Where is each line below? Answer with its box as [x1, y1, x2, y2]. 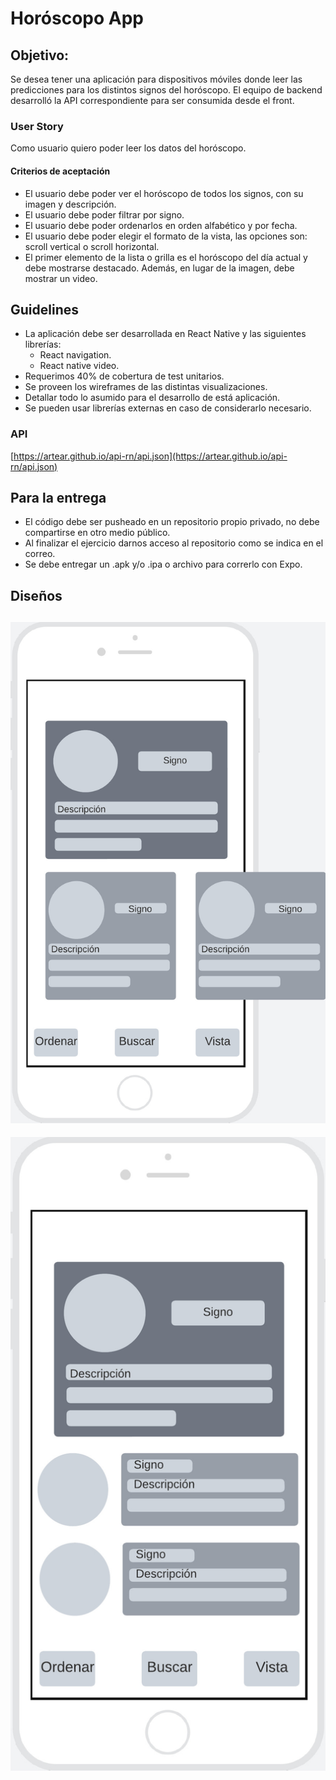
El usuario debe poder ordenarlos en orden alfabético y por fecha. [24, 219, 298, 231]
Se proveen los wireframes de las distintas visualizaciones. [24, 381, 268, 393]
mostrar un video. [24, 272, 98, 284]
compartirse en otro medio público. [24, 527, 171, 539]
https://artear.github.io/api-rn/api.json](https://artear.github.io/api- [13, 450, 288, 462]
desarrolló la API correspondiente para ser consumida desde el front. [10, 95, 295, 106]
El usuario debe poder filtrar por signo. [24, 208, 185, 221]
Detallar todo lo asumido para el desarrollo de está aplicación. [24, 392, 281, 404]
